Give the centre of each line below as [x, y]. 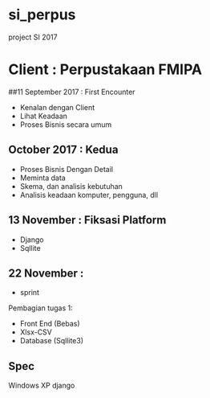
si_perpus [42, 15]
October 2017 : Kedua [63, 150]
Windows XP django [42, 386]
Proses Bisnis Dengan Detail [67, 169]
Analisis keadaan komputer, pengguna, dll [89, 195]
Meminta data [42, 178]
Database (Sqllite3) [52, 341]
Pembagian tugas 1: [41, 308]
